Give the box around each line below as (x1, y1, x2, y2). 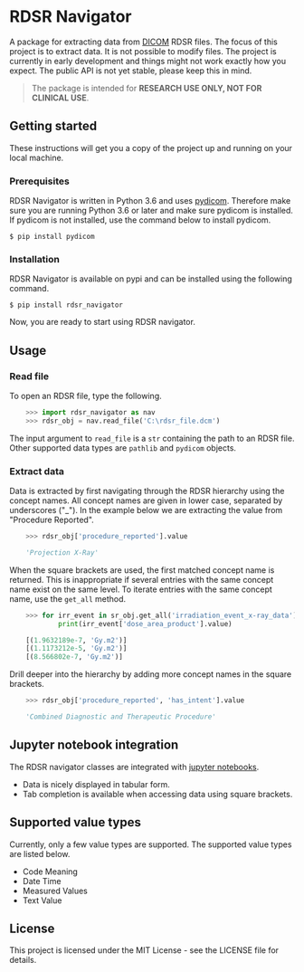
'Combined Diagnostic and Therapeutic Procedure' (25, 712, 217, 721)
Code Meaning (22, 866, 79, 877)
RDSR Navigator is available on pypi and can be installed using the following (9, 273, 292, 284)
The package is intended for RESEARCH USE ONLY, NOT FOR (31, 82, 262, 93)
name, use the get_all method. (9, 593, 127, 604)
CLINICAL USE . (31, 92, 90, 103)
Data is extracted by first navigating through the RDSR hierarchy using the (9, 486, 285, 497)
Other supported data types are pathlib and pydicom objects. (9, 442, 237, 453)
